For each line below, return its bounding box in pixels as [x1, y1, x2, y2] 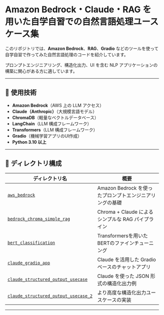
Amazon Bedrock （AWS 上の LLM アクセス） [12, 102, 104, 108]
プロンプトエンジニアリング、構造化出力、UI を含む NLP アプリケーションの [5, 62, 158, 68]
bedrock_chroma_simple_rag [7, 216, 70, 222]
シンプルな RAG [97, 216, 133, 223]
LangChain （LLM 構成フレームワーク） [12, 120, 92, 127]
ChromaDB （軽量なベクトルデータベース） [12, 114, 99, 120]
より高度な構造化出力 [97, 289, 146, 296]
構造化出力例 [107, 280, 137, 287]
